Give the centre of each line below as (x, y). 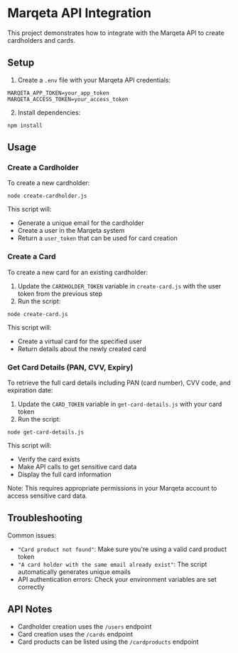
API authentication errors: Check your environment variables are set (117, 579)
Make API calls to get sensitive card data (77, 467)
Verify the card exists (49, 459)
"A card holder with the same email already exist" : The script (112, 564)
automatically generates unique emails (74, 572)
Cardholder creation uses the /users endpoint (85, 626)
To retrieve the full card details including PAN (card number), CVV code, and (119, 383)
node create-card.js (38, 314)
